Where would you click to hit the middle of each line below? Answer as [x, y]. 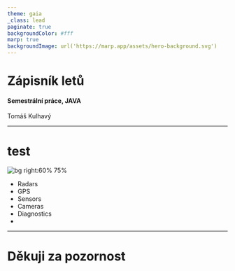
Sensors [29, 199]
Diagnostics [35, 214]
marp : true [23, 40]
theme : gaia [24, 14]
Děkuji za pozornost [66, 256]
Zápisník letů [46, 81]
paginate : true [29, 27]
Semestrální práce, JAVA [44, 100]
